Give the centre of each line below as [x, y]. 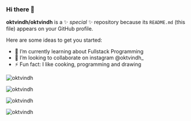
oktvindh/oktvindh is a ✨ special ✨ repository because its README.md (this [96, 22]
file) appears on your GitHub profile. [50, 29]
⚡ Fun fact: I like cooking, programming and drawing [78, 65]
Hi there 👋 [21, 9]
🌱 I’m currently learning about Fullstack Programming [79, 52]
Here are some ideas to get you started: [54, 40]
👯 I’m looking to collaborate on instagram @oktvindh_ [79, 58]
